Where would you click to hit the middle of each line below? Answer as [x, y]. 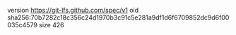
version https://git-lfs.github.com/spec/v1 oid [73, 10]
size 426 [52, 25]
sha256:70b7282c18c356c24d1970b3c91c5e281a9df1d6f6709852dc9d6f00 [118, 17]
